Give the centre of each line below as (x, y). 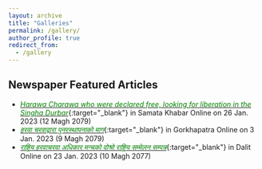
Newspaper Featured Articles (83, 85)
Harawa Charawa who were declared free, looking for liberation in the (135, 104)
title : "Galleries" (41, 23)
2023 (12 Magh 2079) (56, 121)
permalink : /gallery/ (44, 30)
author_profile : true (44, 38)
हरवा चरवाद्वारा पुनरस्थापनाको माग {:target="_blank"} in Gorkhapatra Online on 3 (137, 129)
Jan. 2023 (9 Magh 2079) (62, 138)
